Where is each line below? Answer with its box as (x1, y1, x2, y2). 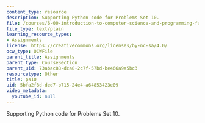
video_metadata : (6, 88, 48, 94)
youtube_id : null (12, 93, 56, 99)
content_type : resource (6, 8, 67, 15)
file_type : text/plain (6, 25, 64, 32)
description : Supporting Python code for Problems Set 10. (6, 15, 160, 21)
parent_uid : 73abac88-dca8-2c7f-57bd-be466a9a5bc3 (6, 65, 138, 71)
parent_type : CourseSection (6, 59, 78, 65)
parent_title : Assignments (6, 54, 75, 60)
